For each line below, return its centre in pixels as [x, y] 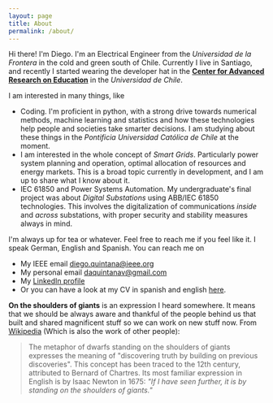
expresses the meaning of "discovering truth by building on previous [143, 356]
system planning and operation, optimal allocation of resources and [133, 163]
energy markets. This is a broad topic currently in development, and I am [142, 172]
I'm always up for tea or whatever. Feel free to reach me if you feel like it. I [132, 240]
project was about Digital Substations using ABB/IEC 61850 [119, 198]
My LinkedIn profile [52, 281]
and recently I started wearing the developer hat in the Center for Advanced [136, 71]
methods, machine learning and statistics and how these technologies [137, 120]
